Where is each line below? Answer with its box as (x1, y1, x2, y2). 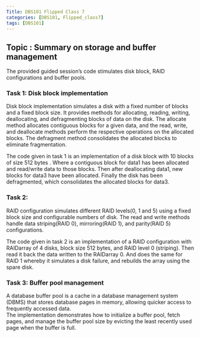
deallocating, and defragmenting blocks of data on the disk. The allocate (6, 116, 187, 123)
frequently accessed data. (6, 305, 71, 312)
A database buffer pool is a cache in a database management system (6, 292, 178, 300)
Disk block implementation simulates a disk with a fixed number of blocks (6, 103, 189, 110)
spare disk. (6, 263, 34, 271)
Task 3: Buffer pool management (6, 278, 104, 286)
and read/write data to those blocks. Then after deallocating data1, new (6, 165, 183, 173)
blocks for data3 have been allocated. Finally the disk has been (6, 172, 163, 179)
